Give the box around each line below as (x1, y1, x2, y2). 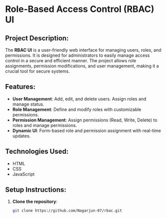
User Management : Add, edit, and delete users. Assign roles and (12, 96, 147, 102)
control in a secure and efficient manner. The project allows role (5, 58, 136, 63)
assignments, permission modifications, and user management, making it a (5, 63, 159, 69)
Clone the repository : (12, 199, 58, 205)
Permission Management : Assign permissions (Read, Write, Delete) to (12, 117, 158, 123)
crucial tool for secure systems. (5, 68, 70, 74)
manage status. (12, 101, 44, 107)
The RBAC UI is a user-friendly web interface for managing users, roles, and (5, 47, 162, 53)
